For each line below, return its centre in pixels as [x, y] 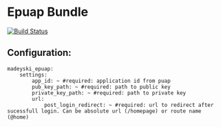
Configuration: [39, 53]
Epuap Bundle [48, 12]
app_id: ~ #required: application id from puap [101, 81]
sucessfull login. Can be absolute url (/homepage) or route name [104, 111]
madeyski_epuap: [30, 69]
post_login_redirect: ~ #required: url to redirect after [129, 105]
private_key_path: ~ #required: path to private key [109, 93]
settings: [34, 75]
